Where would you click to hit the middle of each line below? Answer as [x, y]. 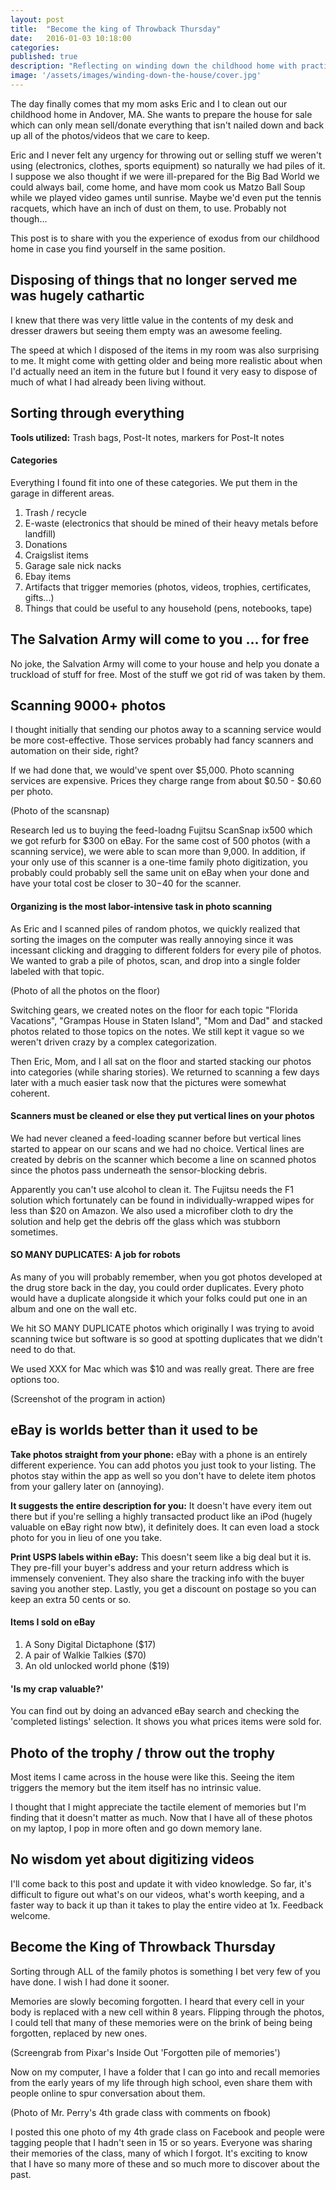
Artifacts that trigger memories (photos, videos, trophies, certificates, [168, 587]
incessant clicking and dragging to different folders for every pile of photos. [166, 950]
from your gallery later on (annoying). [87, 1486]
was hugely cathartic [77, 296]
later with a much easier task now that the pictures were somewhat [148, 1082]
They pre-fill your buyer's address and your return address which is [150, 1567]
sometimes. [34, 1232]
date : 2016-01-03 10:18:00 [71, 38]
